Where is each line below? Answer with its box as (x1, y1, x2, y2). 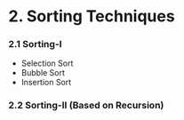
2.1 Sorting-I (8, 38, 63, 51)
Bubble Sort (20, 68, 66, 78)
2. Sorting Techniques (8, 6, 175, 27)
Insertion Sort (20, 77, 72, 88)
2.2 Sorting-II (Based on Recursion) (8, 100, 164, 112)
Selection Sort (20, 58, 74, 68)
